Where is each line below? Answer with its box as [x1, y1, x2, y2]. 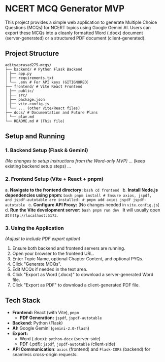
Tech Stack [5, 296, 40, 305]
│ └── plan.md [5, 114, 34, 119]
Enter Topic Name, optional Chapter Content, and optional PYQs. [12, 256, 144, 262]
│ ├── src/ [5, 92, 28, 98]
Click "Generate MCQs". [12, 261, 62, 267]
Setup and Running [5, 132, 65, 141]
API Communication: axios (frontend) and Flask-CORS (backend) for [12, 346, 151, 352]
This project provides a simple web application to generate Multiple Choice [5, 19, 157, 25]
